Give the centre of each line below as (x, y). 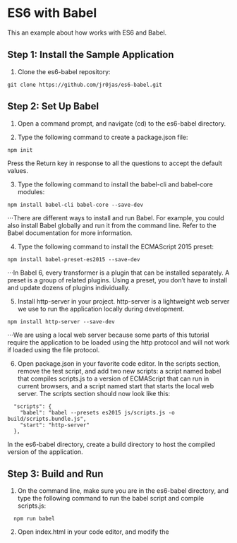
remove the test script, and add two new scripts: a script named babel (119, 371)
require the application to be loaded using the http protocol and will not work (119, 342)
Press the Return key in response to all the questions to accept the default (115, 163)
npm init (20, 150)
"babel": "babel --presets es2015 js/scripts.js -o (97, 412)
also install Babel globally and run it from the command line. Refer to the (112, 225)
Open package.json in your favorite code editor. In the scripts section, (119, 363)
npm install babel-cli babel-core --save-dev (75, 205)
